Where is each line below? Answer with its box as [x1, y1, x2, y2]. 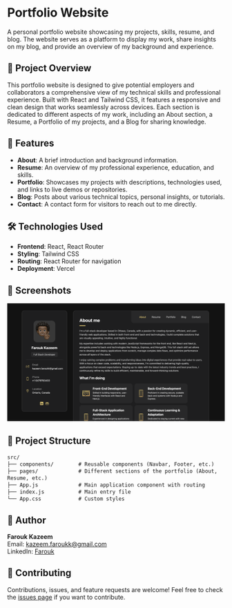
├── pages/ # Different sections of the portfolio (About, [7, 468, 217, 475]
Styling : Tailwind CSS [17, 250, 79, 258]
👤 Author [7, 514, 46, 526]
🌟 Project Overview [7, 62, 92, 74]
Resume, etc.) [7, 475, 48, 482]
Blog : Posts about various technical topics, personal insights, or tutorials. [17, 192, 225, 201]
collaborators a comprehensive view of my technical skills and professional [7, 88, 221, 96]
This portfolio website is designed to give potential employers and [7, 81, 195, 89]
